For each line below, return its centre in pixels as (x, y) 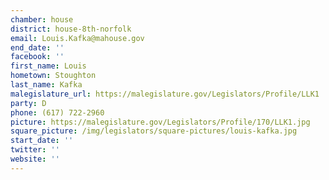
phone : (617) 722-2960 (57, 112)
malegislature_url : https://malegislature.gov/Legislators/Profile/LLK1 (165, 94)
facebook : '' (37, 57)
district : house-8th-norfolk (71, 29)
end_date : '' (37, 47)
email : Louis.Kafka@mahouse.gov (77, 38)
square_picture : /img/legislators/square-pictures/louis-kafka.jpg (154, 131)
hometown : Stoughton (53, 76)
